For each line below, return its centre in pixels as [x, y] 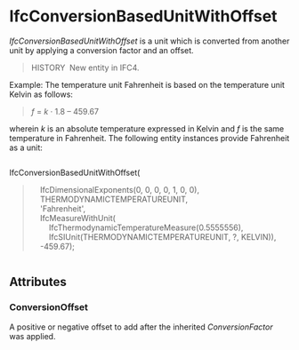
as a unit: [26, 147]
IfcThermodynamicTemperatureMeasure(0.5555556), [146, 227]
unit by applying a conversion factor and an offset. [101, 50]
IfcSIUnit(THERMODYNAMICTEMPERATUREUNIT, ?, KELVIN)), [162, 236]
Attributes [38, 282]
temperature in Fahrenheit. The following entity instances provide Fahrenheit [149, 138]
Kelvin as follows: [41, 94]
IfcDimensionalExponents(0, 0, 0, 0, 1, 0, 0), [120, 189]
